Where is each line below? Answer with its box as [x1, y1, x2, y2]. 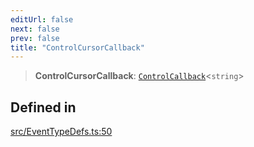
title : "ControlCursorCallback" [10, 42, 145, 53]
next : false [10, 24, 60, 34]
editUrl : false [10, 14, 74, 25]
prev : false [10, 33, 60, 43]
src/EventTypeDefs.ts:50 [10, 126, 113, 138]
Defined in [10, 99, 77, 116]
